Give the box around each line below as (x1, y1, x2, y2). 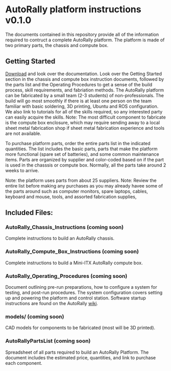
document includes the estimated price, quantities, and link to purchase (5, 354, 156, 361)
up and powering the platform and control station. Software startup (5, 295, 146, 301)
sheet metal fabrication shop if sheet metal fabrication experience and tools (5, 125, 165, 131)
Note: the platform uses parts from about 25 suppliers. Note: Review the (5, 177, 157, 183)
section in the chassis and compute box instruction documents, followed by (5, 76, 164, 82)
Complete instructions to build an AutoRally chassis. (5, 235, 115, 241)
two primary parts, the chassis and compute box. (5, 42, 109, 48)
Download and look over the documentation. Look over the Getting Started (5, 71, 162, 77)
